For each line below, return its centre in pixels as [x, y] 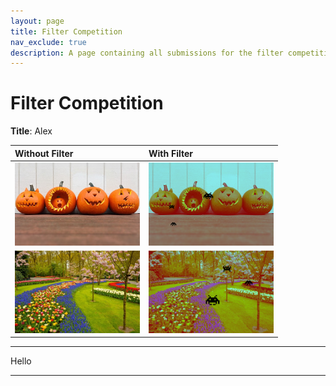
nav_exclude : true [48, 42]
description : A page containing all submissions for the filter [147, 53]
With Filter [170, 153]
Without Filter [44, 153]
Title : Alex [31, 131]
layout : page [37, 21]
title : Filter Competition [66, 31]
